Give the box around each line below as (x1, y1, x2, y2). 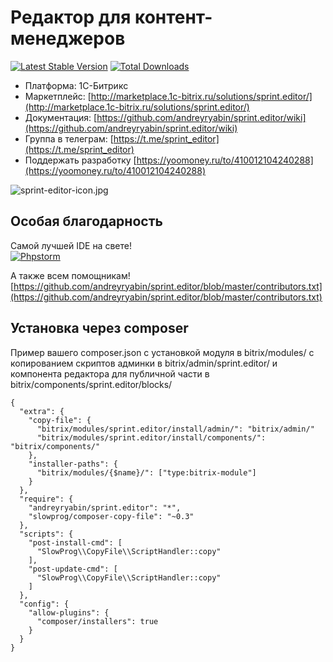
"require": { (19, 494, 74, 504)
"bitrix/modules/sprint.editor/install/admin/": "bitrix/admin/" (36, 424, 315, 434)
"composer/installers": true (36, 616, 159, 626)
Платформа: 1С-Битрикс (24, 79, 129, 91)
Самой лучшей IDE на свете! (10, 239, 132, 251)
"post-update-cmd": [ (28, 564, 118, 574)
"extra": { (19, 406, 65, 416)
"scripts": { (19, 529, 74, 539)
